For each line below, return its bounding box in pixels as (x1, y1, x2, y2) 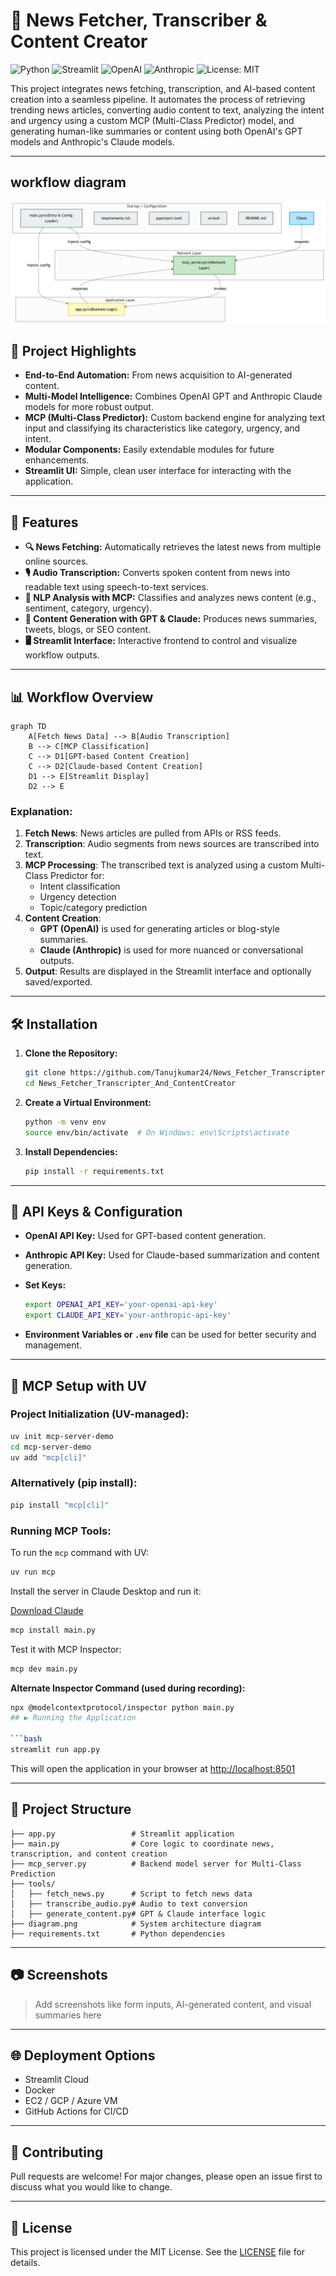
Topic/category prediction (39, 902, 148, 914)
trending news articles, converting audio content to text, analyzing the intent (10, 104, 325, 116)
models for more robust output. (24, 401, 154, 413)
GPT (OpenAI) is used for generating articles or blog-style (39, 923, 280, 935)
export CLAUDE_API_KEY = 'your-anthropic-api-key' (24, 1310, 232, 1321)
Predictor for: (49, 870, 105, 882)
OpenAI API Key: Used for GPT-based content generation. (24, 1230, 266, 1242)
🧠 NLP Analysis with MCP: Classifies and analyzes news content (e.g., (24, 592, 317, 604)
